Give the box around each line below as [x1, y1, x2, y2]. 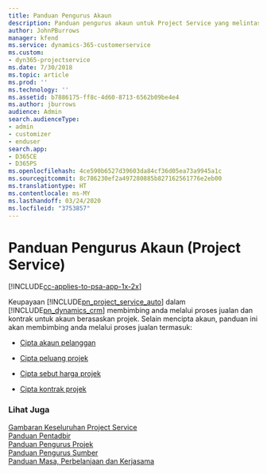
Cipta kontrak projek [19, 384, 87, 394]
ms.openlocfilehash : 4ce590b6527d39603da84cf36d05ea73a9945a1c [8, 167, 222, 175]
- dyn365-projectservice [8, 57, 91, 65]
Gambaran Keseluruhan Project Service [8, 422, 137, 432]
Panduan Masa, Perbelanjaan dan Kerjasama [8, 456, 155, 466]
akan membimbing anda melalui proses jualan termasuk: [8, 323, 192, 332]
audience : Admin [8, 108, 62, 116]
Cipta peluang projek [19, 354, 89, 363]
